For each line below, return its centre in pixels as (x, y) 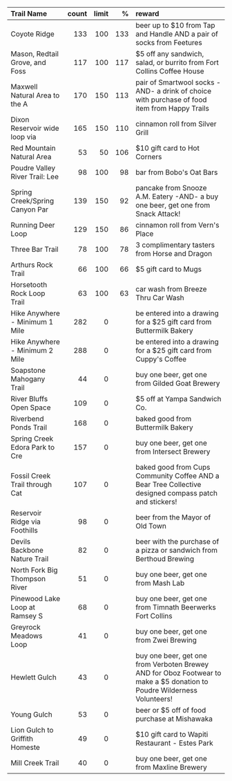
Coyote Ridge (33, 34)
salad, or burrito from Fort (177, 63)
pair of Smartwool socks (175, 82)
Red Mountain (33, 148)
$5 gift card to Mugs (169, 269)
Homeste (25, 747)
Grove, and (28, 63)
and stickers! (156, 502)
